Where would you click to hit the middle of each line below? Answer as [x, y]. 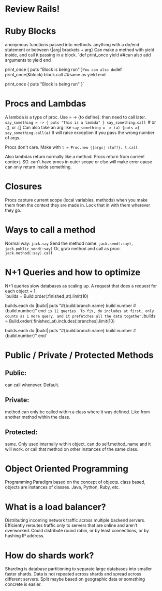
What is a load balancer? [56, 507]
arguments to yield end [28, 60]
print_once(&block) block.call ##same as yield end [55, 75]
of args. [13, 138]
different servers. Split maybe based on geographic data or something [75, 579]
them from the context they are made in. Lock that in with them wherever [78, 205]
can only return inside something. [38, 167]
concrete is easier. [23, 584]
